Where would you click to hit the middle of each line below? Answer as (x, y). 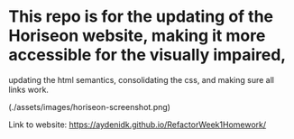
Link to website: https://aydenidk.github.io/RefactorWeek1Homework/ (138, 125)
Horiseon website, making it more (137, 36)
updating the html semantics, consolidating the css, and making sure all (141, 79)
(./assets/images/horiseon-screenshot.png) (89, 107)
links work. (28, 89)
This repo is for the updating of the (141, 17)
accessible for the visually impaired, (147, 55)
